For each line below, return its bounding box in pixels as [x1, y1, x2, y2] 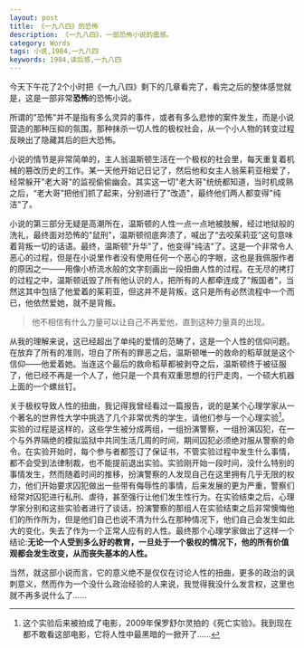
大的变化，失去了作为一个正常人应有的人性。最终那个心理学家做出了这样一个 [9, 525, 295, 536]
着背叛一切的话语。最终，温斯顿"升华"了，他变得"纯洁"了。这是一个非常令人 [9, 241, 294, 252]
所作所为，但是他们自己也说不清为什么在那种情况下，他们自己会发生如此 [24, 513, 295, 525]
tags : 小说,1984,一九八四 [9, 47, 100, 56]
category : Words [9, 38, 71, 48]
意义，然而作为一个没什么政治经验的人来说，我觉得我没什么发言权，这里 [16, 578, 287, 589]
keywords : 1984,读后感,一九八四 [9, 55, 122, 64]
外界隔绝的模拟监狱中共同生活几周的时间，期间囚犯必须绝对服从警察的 [24, 434, 287, 445]
